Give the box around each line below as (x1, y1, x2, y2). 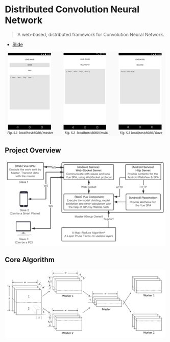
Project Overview (5, 146, 61, 155)
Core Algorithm (5, 255, 55, 264)
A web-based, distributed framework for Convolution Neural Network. (17, 31, 164, 37)
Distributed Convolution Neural (5, 4, 140, 15)
